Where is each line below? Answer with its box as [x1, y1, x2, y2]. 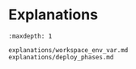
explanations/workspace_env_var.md [8, 46, 129, 54]
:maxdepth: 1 [8, 32, 53, 40]
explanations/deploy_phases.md [8, 53, 114, 61]
